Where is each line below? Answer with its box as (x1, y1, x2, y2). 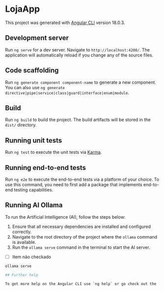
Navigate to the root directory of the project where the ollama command (12, 234, 158, 240)
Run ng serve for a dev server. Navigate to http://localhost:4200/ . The (5, 47, 150, 52)
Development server (5, 34, 69, 42)
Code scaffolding (5, 66, 59, 74)
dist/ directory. (5, 122, 37, 128)
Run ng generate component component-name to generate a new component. (5, 79, 157, 85)
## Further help (5, 272, 38, 277)
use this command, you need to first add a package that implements (5, 182, 142, 187)
